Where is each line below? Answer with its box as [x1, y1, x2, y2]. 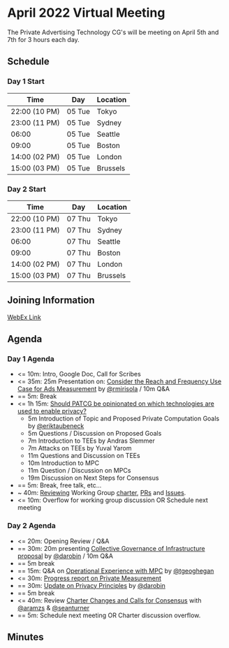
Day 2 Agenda [7, 521, 56, 531]
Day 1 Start [7, 77, 45, 87]
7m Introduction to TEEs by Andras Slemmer [27, 436, 156, 445]
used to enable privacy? [17, 407, 87, 415]
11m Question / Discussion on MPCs [27, 466, 131, 475]
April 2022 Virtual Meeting [7, 5, 165, 21]
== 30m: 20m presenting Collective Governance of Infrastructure [17, 544, 205, 552]
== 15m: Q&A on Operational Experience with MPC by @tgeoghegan [17, 566, 214, 575]
